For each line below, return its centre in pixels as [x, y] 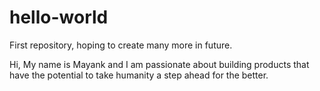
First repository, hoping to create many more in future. [121, 45]
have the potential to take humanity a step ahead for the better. [139, 75]
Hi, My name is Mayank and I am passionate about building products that [159, 64]
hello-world [59, 17]
